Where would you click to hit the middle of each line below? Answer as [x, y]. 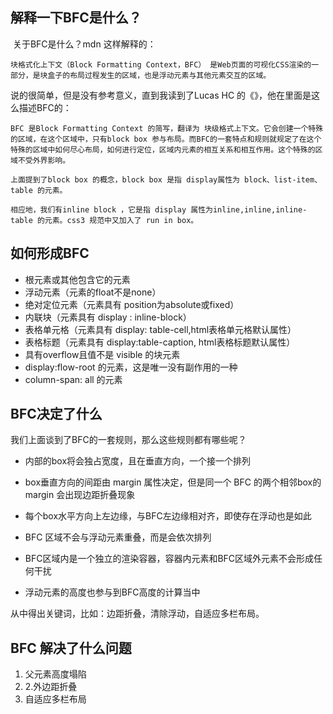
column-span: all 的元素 [73, 379]
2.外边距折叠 [51, 687]
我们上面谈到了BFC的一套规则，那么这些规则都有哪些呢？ [128, 440]
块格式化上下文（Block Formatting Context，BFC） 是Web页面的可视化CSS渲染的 [161, 64]
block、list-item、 [283, 179]
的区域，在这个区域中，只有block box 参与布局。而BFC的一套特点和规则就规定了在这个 [166, 139]
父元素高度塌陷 [55, 674]
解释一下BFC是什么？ [76, 18]
